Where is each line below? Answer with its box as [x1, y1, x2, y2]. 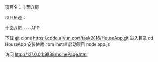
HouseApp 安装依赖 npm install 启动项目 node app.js [5, 41, 110, 47]
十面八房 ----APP [5, 25, 40, 31]
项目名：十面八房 [5, 4, 39, 10]
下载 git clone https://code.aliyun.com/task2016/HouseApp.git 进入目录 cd [5, 35, 154, 41]
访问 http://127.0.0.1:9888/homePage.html [5, 51, 88, 57]
